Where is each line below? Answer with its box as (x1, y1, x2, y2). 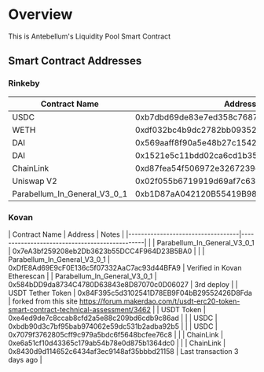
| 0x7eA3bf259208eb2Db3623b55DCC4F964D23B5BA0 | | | (8, 246, 205, 256)
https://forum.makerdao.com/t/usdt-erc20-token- (79, 296, 240, 306)
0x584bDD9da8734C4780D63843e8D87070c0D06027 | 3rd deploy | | (8, 279, 238, 289)
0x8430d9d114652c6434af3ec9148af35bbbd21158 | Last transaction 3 (8, 346, 239, 355)
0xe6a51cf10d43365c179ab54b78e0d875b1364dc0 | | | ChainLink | (8, 338, 226, 348)
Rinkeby (8, 78, 41, 89)
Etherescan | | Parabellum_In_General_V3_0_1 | (8, 271, 157, 281)
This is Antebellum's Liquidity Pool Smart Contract (8, 31, 171, 41)
